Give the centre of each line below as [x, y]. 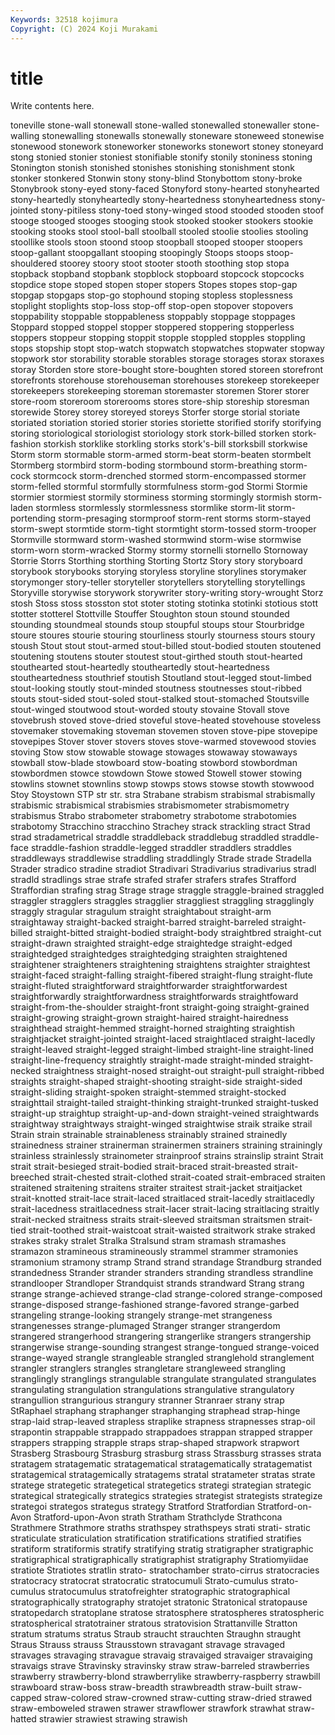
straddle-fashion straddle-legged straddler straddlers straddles [161, 848]
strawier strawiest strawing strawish [113, 1719]
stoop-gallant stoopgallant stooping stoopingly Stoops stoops [137, 253]
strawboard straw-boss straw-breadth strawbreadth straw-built [141, 1687]
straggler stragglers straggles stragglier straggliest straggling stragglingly [162, 901]
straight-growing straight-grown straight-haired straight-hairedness [150, 1018]
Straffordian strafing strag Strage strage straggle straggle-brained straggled [167, 890]
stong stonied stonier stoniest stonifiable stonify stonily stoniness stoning [161, 157]
